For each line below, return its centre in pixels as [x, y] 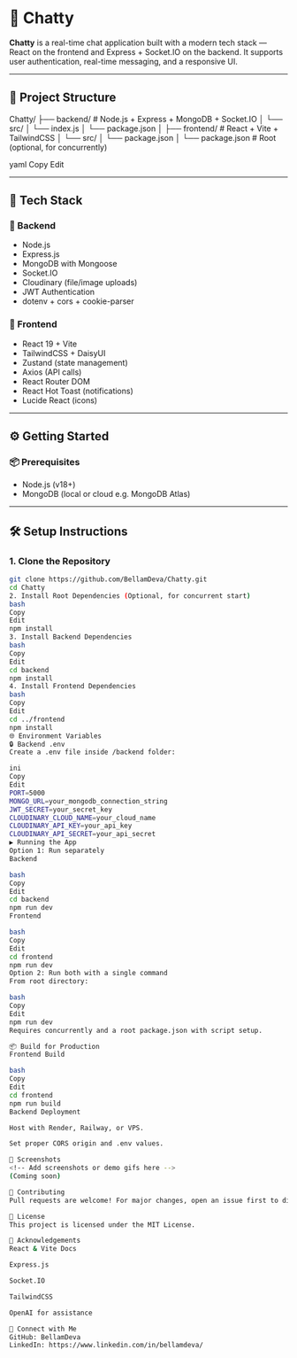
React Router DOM [56, 381]
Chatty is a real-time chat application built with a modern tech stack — [138, 43]
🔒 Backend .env [37, 744]
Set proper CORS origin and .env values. [87, 1144]
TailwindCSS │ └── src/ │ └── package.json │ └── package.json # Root [143, 137]
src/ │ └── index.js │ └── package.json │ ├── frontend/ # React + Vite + [144, 128]
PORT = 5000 [27, 793]
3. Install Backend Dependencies [71, 637]
